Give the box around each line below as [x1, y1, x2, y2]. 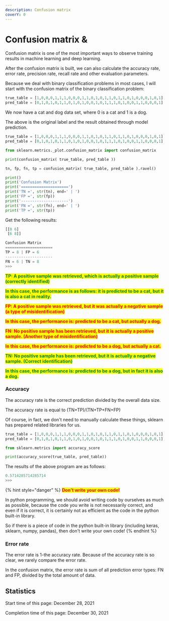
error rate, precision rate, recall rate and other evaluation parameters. [5, 71, 149, 77]
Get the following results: [5, 217, 57, 223]
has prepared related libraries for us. [5, 422, 81, 428]
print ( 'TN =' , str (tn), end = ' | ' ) [5, 189, 80, 194]
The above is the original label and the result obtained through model [5, 119, 148, 125]
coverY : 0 [5, 12, 26, 17]
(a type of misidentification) [5, 308, 65, 314]
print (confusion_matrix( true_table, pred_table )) [5, 157, 116, 162]
